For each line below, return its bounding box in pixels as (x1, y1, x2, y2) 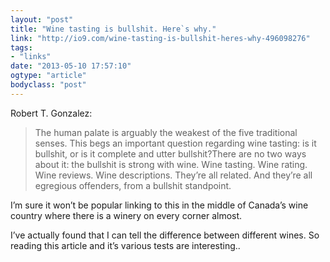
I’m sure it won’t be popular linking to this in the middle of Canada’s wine (10, 199, 309, 211)
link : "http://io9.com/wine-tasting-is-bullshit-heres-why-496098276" (10, 33, 311, 43)
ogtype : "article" (10, 71, 87, 81)
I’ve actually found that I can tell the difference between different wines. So (10, 229, 320, 241)
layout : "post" (10, 14, 74, 25)
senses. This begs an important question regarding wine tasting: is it (34, 137, 317, 149)
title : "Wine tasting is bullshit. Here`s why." (10, 24, 217, 34)
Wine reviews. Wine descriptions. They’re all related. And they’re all (34, 169, 313, 181)
